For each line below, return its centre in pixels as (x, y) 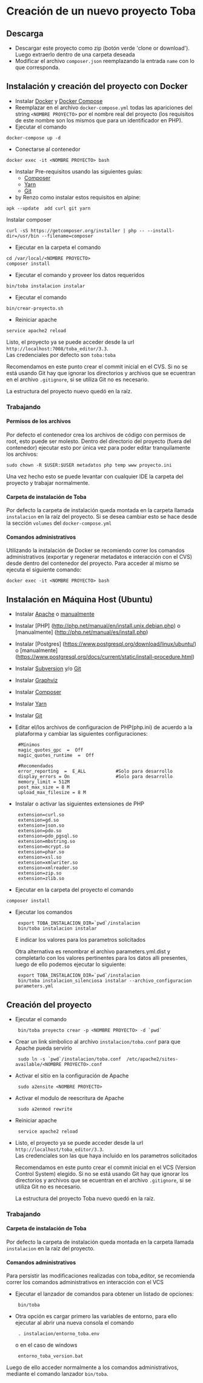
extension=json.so (41, 825)
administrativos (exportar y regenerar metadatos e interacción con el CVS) (99, 557)
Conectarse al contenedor (48, 149)
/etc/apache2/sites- (152, 1059)
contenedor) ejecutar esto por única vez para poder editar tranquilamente (98, 447)
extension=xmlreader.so (48, 868)
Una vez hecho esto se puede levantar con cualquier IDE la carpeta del (95, 476)
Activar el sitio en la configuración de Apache (72, 1075)
